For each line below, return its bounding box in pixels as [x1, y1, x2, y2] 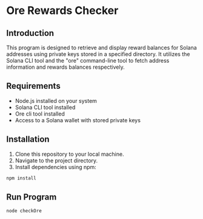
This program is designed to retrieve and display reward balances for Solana [6, 44, 197, 51]
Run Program [6, 192, 57, 202]
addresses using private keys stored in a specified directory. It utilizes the [6, 50, 190, 58]
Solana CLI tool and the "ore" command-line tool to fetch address [6, 57, 170, 64]
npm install [6, 175, 36, 181]
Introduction [6, 28, 55, 38]
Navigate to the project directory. [15, 156, 98, 164]
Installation [6, 134, 50, 145]
